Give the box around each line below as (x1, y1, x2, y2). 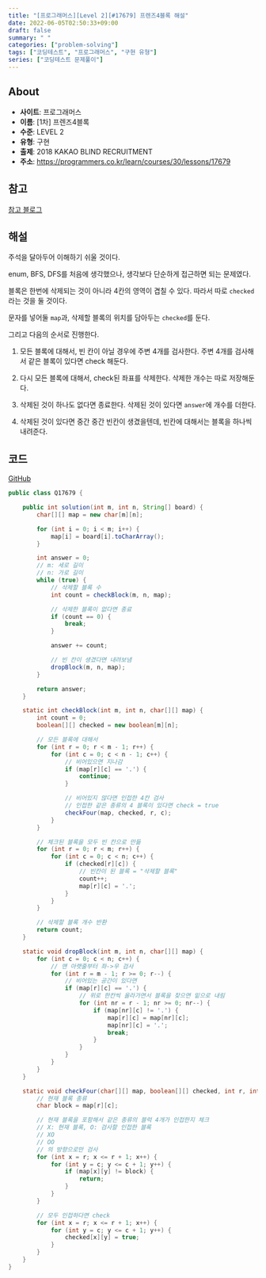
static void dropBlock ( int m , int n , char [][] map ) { (22, 948, 203, 956)
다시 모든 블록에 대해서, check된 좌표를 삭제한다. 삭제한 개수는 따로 (19, 373, 228, 383)
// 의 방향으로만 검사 (36, 1146, 98, 1154)
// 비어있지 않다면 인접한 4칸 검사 (64, 794, 165, 803)
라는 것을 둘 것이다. (8, 296, 67, 306)
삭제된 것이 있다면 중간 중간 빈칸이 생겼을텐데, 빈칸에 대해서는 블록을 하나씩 (19, 417, 253, 426)
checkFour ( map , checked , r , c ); (64, 809, 172, 817)
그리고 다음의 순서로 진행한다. (8, 330, 100, 339)
